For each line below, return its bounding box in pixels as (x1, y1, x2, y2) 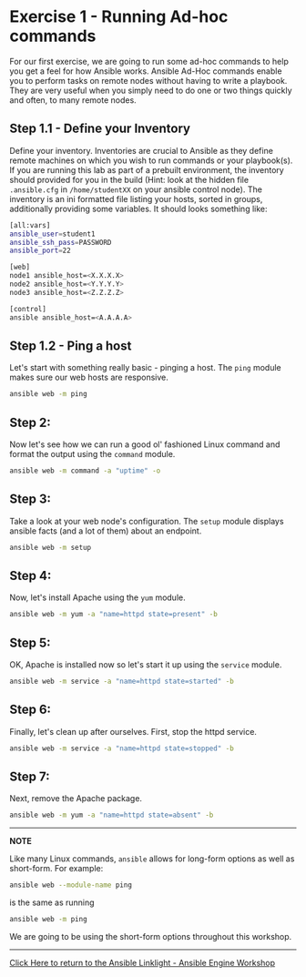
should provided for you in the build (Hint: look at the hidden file (9, 174, 249, 185)
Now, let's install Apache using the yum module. (9, 592, 186, 603)
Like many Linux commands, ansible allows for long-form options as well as (9, 853, 295, 864)
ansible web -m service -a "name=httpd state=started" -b (9, 677, 234, 687)
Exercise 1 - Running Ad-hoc (9, 6, 229, 27)
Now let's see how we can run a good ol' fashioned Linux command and (9, 439, 280, 450)
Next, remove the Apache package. (9, 793, 143, 804)
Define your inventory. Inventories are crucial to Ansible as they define (9, 145, 273, 156)
